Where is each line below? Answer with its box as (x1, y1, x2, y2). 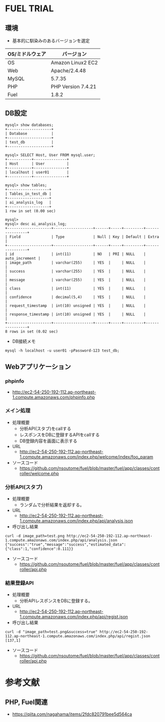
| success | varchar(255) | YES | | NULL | (5, 269, 146, 273)
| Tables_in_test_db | (5, 191, 52, 196)
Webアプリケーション (5, 362, 71, 371)
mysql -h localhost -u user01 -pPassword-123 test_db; (5, 348, 120, 353)
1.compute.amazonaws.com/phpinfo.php (12, 394, 95, 400)
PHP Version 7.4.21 (51, 83, 97, 90)
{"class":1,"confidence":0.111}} (5, 546, 74, 551)
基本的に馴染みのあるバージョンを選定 (12, 38, 90, 43)
